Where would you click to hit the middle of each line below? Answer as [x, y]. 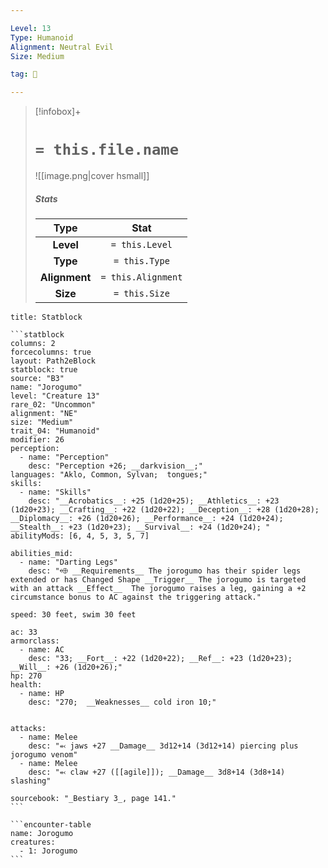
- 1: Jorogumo [48, 851]
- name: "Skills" [55, 492]
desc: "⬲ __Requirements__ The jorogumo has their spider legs [165, 571]
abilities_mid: [42, 554]
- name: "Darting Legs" [68, 562]
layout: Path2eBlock [53, 361]
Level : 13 [31, 28]
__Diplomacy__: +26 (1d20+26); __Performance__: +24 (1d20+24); [147, 519]
